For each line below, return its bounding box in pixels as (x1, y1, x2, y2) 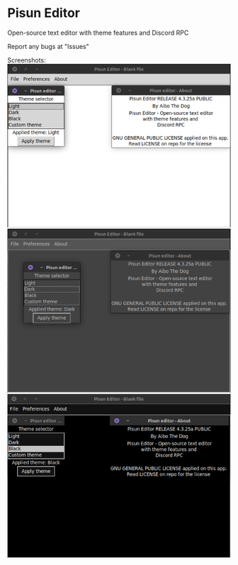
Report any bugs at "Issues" (7, 42, 90, 50)
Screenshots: (7, 55, 46, 65)
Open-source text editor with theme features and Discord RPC (7, 28, 189, 37)
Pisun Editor (7, 5, 80, 21)
